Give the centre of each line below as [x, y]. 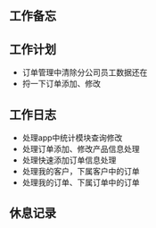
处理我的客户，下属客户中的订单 [81, 172]
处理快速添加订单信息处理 [69, 160]
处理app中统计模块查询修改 [72, 138]
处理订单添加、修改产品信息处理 [81, 149]
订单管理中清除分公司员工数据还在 [85, 72]
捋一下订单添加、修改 [61, 84]
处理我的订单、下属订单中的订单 [81, 182]
